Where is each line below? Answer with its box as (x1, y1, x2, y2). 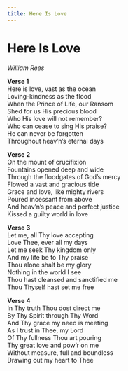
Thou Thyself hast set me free (7, 283, 94, 291)
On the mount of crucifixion (7, 157, 87, 166)
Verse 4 (7, 296, 31, 304)
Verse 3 (7, 223, 31, 232)
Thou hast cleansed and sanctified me (7, 275, 118, 283)
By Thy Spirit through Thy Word (7, 311, 99, 319)
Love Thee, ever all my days (7, 238, 89, 246)
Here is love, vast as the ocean (7, 85, 97, 93)
